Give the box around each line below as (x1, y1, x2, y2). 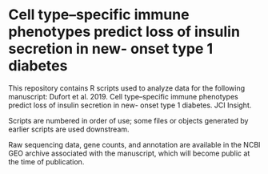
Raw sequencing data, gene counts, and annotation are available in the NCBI (8, 140, 261, 149)
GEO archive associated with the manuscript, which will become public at (8, 148, 250, 158)
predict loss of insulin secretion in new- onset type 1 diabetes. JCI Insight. (8, 100, 252, 110)
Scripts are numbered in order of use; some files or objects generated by (8, 115, 249, 125)
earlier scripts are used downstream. (8, 124, 130, 134)
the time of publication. (8, 156, 85, 166)
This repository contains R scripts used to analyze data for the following (8, 83, 246, 93)
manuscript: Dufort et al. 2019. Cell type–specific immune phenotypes (8, 91, 238, 101)
